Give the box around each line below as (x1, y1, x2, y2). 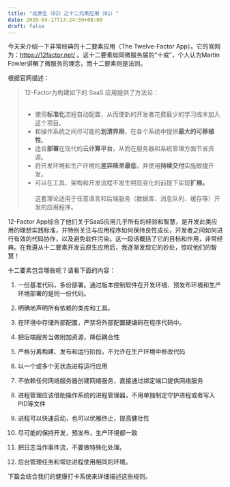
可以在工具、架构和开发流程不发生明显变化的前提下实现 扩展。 (34, 179, 209, 187)
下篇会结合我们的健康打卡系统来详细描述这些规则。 (8, 473, 152, 481)
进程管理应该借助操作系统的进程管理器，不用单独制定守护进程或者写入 (17, 391, 216, 399)
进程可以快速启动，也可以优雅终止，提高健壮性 (17, 414, 149, 423)
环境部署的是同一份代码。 (17, 289, 90, 298)
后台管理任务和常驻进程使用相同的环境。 (17, 458, 132, 466)
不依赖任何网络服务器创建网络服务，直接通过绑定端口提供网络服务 (17, 377, 203, 385)
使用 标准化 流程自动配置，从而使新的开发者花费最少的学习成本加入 (34, 110, 220, 118)
